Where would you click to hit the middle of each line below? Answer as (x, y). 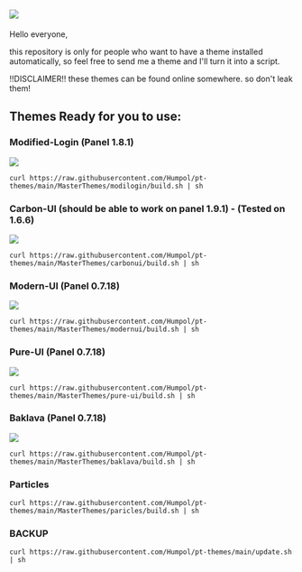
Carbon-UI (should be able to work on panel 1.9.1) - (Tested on (147, 208)
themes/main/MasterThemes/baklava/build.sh (92, 461)
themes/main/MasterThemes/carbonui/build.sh (94, 263)
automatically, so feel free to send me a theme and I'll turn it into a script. (145, 61)
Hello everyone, (39, 34)
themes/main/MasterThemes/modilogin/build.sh (96, 186)
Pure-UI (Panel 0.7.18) (58, 352)
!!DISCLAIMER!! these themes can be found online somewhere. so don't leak (151, 78)
